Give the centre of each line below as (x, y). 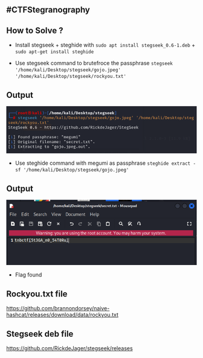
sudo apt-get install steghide (54, 52)
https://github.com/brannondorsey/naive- (58, 308)
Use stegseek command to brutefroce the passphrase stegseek (94, 63)
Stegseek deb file (40, 334)
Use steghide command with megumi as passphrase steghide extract (103, 163)
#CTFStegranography (48, 10)
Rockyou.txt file (37, 294)
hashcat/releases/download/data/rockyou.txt (63, 315)
